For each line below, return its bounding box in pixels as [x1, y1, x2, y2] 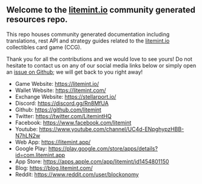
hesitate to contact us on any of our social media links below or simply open [6, 62, 197, 69]
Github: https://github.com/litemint [15, 106, 102, 113]
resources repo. [6, 15, 68, 25]
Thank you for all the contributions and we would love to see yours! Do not [6, 55, 192, 63]
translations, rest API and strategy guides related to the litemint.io [6, 37, 170, 44]
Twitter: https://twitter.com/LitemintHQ [15, 112, 112, 119]
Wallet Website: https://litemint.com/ [15, 87, 106, 94]
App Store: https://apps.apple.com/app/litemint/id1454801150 [15, 158, 169, 165]
